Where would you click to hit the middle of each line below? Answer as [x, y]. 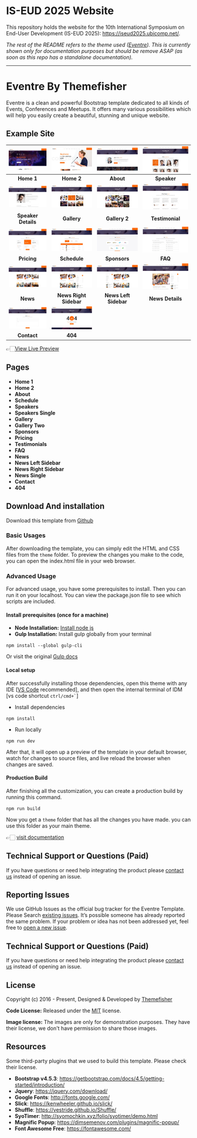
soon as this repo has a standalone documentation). [69, 57]
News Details [166, 299]
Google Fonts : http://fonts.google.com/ [62, 1097]
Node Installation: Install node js [54, 628]
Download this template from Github [50, 520]
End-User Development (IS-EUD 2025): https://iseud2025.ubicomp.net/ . [93, 33]
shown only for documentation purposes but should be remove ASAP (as [94, 51]
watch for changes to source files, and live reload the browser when [88, 758]
